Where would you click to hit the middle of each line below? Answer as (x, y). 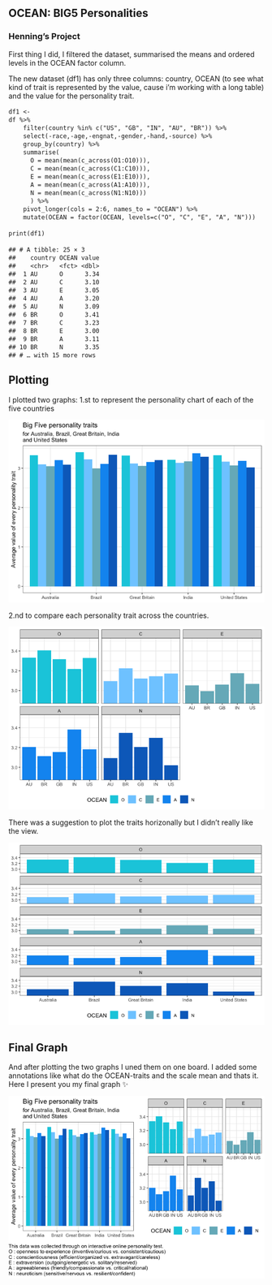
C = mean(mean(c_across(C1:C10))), (90, 168)
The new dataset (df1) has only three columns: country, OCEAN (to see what (136, 78)
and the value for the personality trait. (71, 96)
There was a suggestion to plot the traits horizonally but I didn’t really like (131, 822)
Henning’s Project (44, 37)
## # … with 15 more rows (52, 355)
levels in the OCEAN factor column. (67, 63)
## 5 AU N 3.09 (54, 306)
